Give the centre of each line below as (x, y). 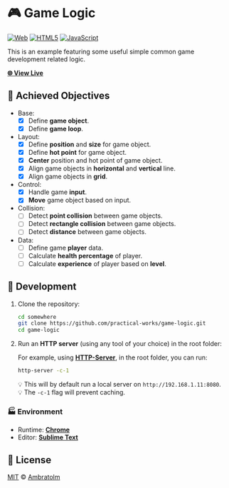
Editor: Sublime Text (48, 437)
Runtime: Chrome (43, 430)
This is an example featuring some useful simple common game (101, 51)
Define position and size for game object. (90, 144)
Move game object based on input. (80, 200)
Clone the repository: (49, 304)
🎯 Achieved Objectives (59, 96)
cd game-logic (38, 330)
